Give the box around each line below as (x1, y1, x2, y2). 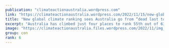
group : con (5, 30, 28, 35)
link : (5, 12, 17, 17)
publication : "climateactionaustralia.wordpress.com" (5, 7, 121, 12)
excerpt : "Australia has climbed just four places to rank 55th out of (5, 21, 158, 26)
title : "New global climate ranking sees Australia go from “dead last (5, 16, 158, 21)
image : (5, 26, 19, 31)
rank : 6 (5, 35, 22, 40)
